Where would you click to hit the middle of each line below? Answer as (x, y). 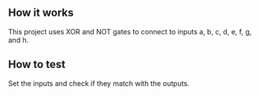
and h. (18, 40)
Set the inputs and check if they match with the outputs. (99, 83)
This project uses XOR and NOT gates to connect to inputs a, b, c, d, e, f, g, (130, 31)
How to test (37, 64)
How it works (41, 13)
